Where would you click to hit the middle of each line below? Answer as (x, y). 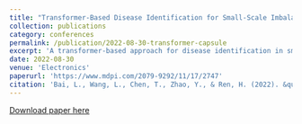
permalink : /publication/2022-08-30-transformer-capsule (118, 43)
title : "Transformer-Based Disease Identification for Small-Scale (138, 18)
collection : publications (58, 26)
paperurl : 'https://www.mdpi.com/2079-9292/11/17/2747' (116, 76)
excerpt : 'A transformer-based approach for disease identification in (146, 51)
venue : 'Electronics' (50, 68)
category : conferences (52, 34)
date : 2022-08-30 (42, 59)
